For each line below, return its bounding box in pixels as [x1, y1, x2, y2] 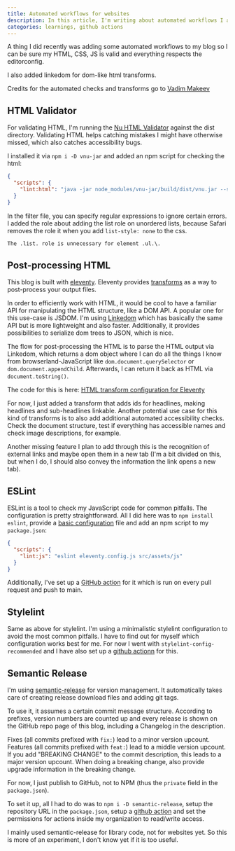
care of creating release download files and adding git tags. [7, 693, 179, 702]
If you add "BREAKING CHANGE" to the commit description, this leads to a [7, 750, 222, 759]
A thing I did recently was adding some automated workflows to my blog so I [7, 43, 228, 51]
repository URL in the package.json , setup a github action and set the [7, 807, 206, 816]
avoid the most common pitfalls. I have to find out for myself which [7, 632, 199, 641]
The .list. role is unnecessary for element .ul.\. [7, 240, 161, 247]
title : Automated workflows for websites [7, 10, 130, 18]
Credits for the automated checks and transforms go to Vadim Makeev [7, 85, 210, 93]
